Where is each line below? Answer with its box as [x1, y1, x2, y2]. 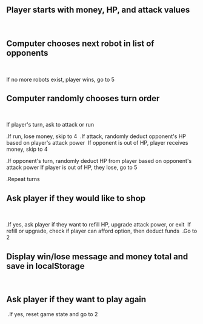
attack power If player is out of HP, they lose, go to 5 [6, 164, 138, 171]
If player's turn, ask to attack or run [6, 121, 95, 128]
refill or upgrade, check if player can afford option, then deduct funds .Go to [6, 227, 198, 235]
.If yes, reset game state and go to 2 [7, 310, 98, 317]
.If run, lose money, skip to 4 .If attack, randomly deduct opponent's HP [6, 133, 187, 140]
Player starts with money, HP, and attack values [6, 5, 190, 15]
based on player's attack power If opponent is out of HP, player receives [6, 139, 188, 147]
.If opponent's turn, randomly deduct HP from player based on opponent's [6, 157, 192, 165]
